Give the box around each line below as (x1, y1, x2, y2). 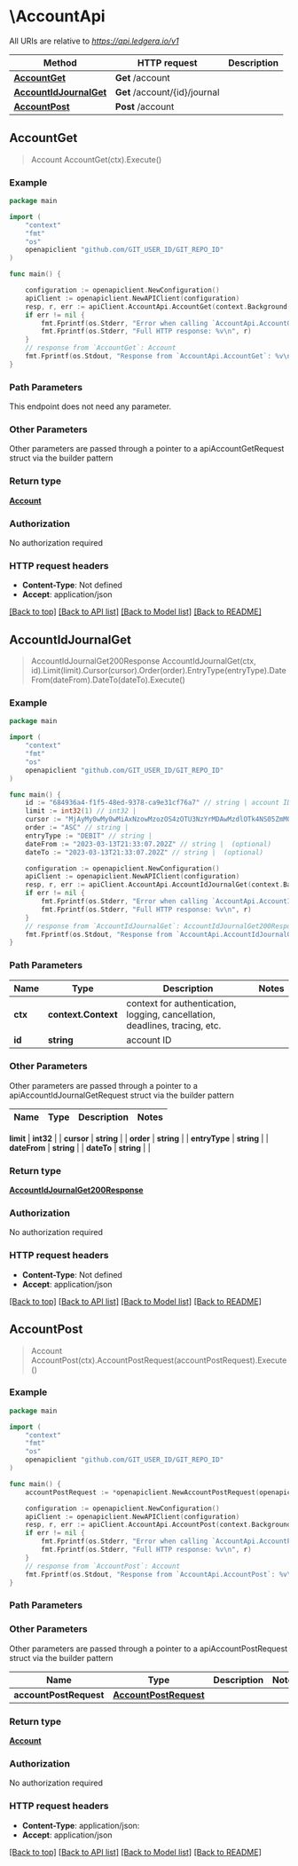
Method (43, 56, 77, 68)
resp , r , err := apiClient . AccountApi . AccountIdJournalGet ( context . (25, 880, 284, 889)
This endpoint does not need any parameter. (9, 401, 171, 412)
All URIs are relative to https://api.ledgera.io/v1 (9, 35, 179, 46)
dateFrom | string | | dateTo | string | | (9, 1142, 151, 1153)
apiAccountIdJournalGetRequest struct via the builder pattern (9, 1090, 235, 1100)
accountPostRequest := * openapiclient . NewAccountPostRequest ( (25, 1488, 260, 1497)
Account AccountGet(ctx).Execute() (30, 154, 162, 165)
